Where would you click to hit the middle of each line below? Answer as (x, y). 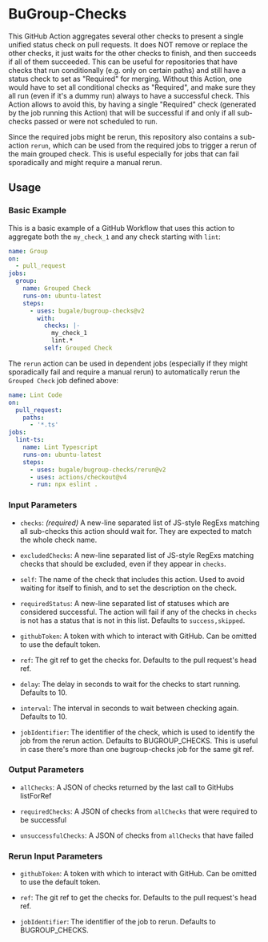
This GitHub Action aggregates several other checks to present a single (126, 36)
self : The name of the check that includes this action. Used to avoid (132, 579)
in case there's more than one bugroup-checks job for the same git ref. (137, 749)
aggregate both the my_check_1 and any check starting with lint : (115, 237)
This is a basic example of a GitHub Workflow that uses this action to (122, 228)
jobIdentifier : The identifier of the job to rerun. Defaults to (118, 922)
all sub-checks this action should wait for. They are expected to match (136, 531)
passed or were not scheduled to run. (96, 121)
